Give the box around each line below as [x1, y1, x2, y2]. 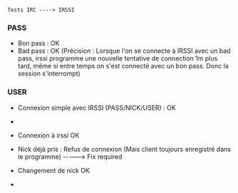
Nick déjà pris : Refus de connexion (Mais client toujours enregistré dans [17, 145, 232, 153]
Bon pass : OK [17, 39, 60, 48]
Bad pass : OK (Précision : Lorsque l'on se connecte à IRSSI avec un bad [17, 46, 231, 56]
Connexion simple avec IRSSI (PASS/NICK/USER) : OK [17, 103, 176, 112]
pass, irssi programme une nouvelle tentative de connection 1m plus [17, 54, 218, 63]
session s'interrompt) [17, 69, 81, 78]
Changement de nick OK [17, 166, 90, 174]
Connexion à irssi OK [17, 131, 80, 140]
